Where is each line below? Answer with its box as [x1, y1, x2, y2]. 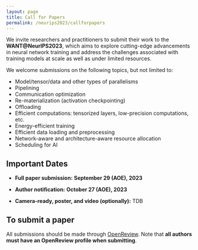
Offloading [14, 104, 41, 111]
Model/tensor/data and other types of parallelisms [14, 78, 138, 85]
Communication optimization [14, 90, 86, 98]
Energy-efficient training [14, 123, 75, 130]
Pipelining [14, 85, 40, 92]
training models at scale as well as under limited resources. [6, 55, 152, 62]
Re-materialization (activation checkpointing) [14, 97, 126, 104]
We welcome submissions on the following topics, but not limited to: [6, 67, 174, 74]
